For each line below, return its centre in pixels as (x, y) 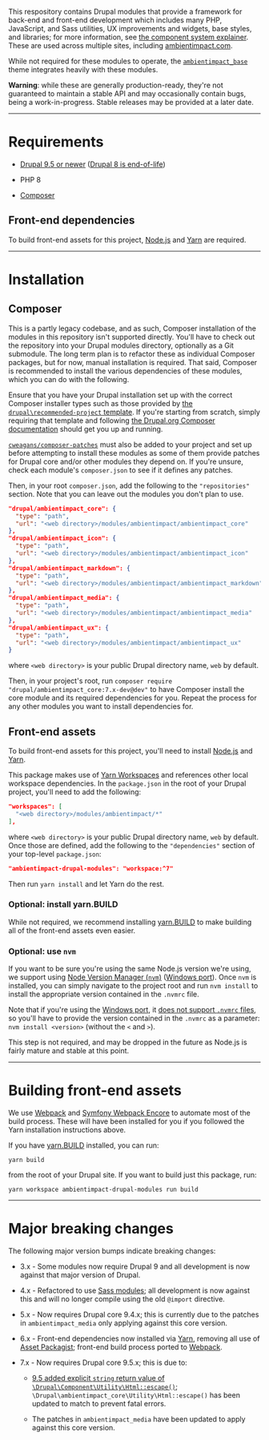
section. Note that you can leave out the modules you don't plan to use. (126, 494)
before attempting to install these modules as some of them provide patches (134, 453)
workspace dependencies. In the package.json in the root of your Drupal (127, 783)
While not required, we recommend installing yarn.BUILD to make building (130, 922)
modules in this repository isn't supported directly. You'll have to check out (132, 336)
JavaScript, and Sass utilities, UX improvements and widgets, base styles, (130, 28)
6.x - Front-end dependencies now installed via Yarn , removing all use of (140, 1339)
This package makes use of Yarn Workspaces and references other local (128, 775)
